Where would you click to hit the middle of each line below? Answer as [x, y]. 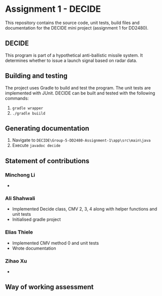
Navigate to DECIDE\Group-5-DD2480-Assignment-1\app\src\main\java [81, 140]
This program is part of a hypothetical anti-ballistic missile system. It [74, 55]
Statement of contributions [47, 161]
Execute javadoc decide [36, 146]
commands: [17, 98]
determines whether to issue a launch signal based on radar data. [71, 60]
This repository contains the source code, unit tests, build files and [72, 23]
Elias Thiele [19, 232]
